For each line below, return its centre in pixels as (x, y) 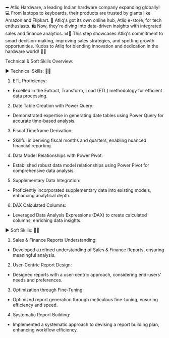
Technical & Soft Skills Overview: (39, 61)
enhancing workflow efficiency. (45, 330)
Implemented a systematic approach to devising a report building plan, (86, 324)
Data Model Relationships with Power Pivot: (58, 155)
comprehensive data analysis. (43, 171)
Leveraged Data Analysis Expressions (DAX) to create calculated (80, 215)
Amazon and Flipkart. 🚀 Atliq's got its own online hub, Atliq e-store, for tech (83, 20)
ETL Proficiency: (30, 81)
